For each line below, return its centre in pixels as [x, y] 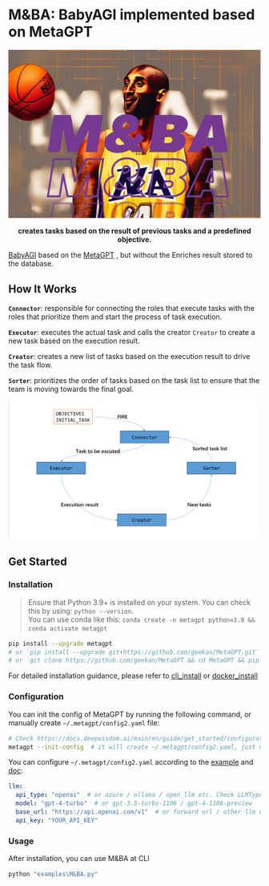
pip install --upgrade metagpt [60, 643]
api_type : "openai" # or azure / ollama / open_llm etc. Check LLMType [139, 795]
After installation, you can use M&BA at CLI [79, 859]
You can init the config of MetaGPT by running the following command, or [130, 714]
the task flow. [30, 365]
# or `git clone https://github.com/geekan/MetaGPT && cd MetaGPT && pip [134, 660]
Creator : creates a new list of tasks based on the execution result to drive [129, 356]
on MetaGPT [51, 32]
